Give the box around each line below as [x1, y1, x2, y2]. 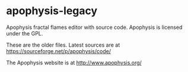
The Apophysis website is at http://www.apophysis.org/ [6, 59, 142, 66]
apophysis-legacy [6, 4, 98, 18]
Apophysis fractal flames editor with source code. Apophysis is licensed [6, 24, 183, 31]
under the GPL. [6, 30, 43, 37]
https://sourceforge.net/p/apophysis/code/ [6, 47, 111, 54]
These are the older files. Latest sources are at [6, 41, 120, 48]
